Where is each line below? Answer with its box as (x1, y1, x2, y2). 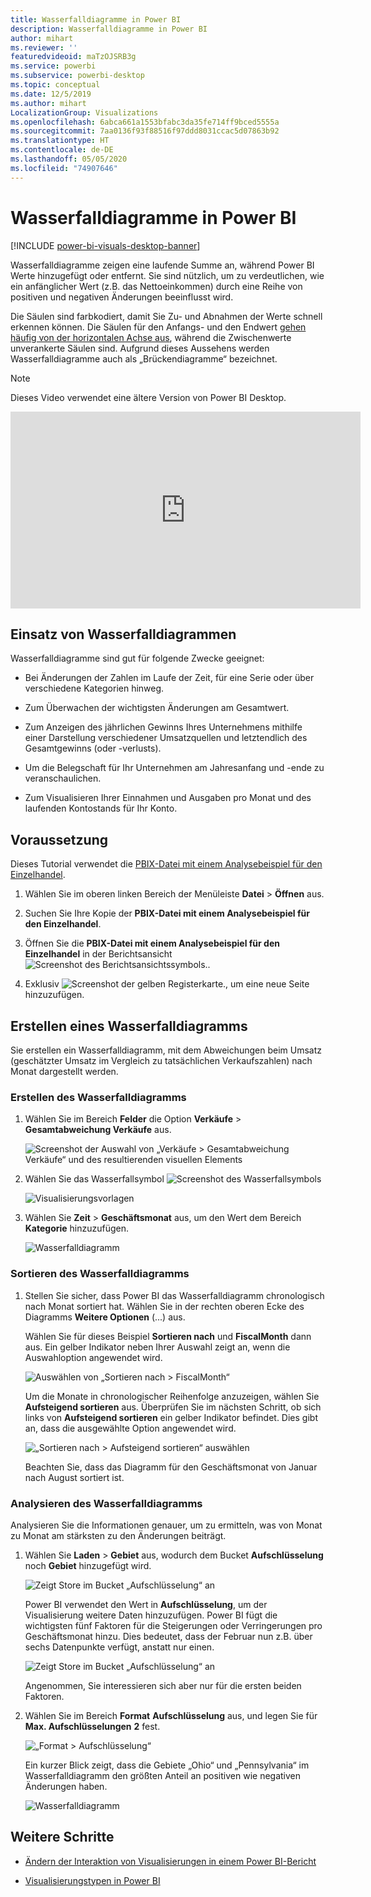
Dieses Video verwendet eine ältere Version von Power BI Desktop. (10, 391, 287, 403)
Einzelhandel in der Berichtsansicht (24, 948, 173, 960)
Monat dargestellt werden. (10, 1066, 119, 1077)
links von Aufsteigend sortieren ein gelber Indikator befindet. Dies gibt (24, 1411, 318, 1423)
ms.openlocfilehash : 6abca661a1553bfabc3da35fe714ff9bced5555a (10, 117, 280, 127)
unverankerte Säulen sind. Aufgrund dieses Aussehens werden (10, 342, 270, 354)
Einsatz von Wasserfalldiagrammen (10, 626, 237, 643)
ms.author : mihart (10, 98, 87, 108)
